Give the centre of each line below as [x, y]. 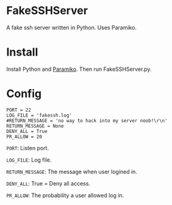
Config [24, 94]
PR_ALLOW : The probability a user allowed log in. [65, 195]
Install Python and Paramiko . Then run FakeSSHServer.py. [79, 69]
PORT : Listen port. [28, 148]
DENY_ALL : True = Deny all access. [48, 183]
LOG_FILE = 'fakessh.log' [39, 115]
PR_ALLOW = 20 [24, 137]
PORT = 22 [19, 110]
